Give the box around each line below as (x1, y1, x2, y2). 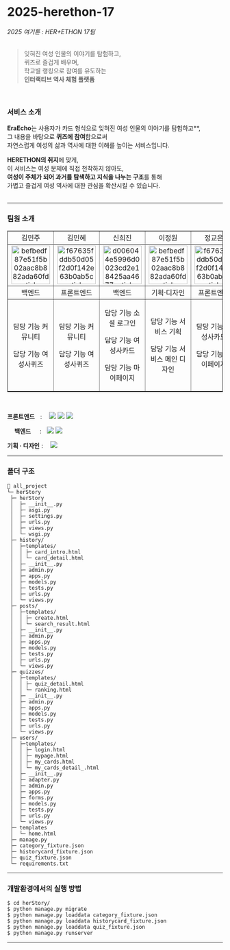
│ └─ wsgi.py (10, 530, 51, 538)
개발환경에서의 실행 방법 (7, 884, 82, 893)
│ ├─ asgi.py (10, 506, 51, 514)
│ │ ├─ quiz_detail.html (10, 680, 84, 687)
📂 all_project (7, 482, 48, 490)
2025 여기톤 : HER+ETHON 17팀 (7, 27, 96, 36)
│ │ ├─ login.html (10, 746, 66, 753)
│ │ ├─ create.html (10, 614, 69, 621)
